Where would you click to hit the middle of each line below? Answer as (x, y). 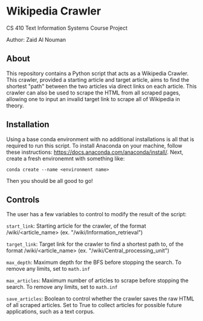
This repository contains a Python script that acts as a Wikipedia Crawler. (98, 73)
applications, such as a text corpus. (50, 312)
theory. (15, 105)
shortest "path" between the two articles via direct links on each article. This (101, 86)
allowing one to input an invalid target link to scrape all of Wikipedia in (93, 99)
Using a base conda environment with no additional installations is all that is (100, 139)
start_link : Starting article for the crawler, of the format (76, 226)
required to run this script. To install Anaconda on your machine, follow (94, 145)
